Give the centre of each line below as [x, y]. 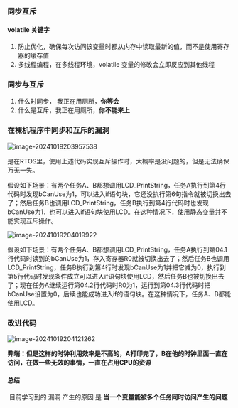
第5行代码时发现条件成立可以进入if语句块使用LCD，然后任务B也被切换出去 [116, 276]
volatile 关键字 [29, 29]
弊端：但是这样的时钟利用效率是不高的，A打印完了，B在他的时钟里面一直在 [118, 354]
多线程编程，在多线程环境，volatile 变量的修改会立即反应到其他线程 [116, 65]
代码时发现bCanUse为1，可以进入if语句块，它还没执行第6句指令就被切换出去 [119, 194]
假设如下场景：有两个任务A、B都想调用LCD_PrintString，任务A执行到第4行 [117, 185]
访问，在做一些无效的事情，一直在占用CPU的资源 [79, 363]
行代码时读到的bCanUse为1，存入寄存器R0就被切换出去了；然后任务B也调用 [118, 258]
